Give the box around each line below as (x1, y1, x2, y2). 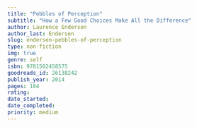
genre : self (7, 56, 43, 64)
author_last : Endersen (7, 30, 74, 37)
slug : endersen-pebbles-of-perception (7, 37, 122, 44)
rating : (7, 89, 30, 96)
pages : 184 (7, 83, 40, 90)
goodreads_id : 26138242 (7, 69, 78, 76)
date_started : (7, 96, 50, 103)
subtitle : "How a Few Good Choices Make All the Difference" (7, 17, 192, 24)
